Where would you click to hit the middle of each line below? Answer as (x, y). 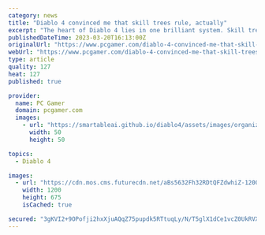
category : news (33, 15)
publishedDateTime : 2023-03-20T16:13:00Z (77, 37)
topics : (21, 154)
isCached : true (47, 205)
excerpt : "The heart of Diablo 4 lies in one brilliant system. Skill (127, 30)
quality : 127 (30, 67)
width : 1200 (42, 190)
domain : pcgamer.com (49, 110)
